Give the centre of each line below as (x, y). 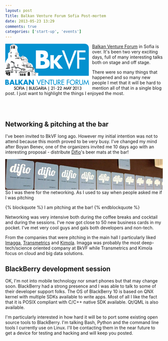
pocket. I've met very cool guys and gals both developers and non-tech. (79, 227)
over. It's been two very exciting (125, 52)
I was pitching (19, 197)
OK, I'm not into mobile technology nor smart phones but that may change (81, 281)
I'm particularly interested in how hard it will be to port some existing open (82, 317)
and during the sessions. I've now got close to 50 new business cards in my (83, 222)
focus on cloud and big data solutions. (44, 253)
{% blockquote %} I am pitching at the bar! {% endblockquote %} (72, 207)
